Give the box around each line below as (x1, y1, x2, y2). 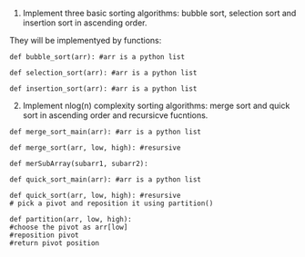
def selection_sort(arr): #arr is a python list (9, 68, 198, 77)
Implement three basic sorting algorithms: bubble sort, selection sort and (22, 8, 297, 18)
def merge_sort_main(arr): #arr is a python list (9, 127, 202, 136)
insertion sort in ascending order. (22, 17, 147, 28)
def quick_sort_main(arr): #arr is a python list (9, 175, 202, 184)
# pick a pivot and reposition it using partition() (9, 199, 214, 208)
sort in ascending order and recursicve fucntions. (22, 110, 208, 121)
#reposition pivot (9, 231, 79, 240)
